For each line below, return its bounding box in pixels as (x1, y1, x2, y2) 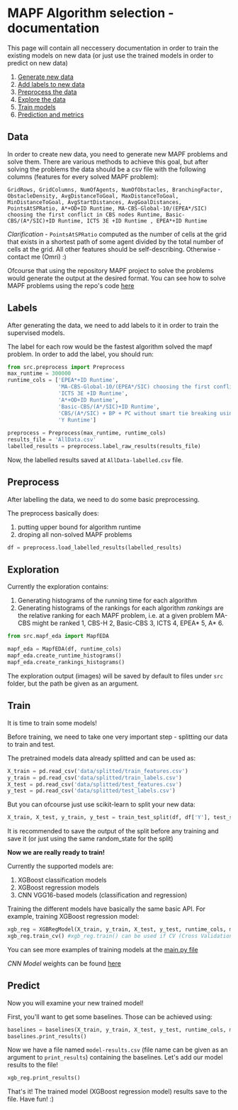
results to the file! (7, 1061, 59, 1069)
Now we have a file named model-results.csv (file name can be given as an (7, 1045, 228, 1054)
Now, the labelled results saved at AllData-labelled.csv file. (7, 455, 183, 464)
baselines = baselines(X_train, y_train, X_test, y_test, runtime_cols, (7, 1026, 227, 1033)
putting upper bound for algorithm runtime (17, 523, 142, 531)
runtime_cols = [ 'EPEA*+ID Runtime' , (7, 377, 119, 384)
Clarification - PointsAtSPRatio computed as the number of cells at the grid (7, 230, 227, 238)
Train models (17, 102, 56, 111)
